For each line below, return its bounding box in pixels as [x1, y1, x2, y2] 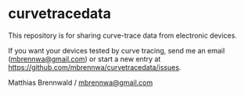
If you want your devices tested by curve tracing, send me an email [8, 46, 225, 55]
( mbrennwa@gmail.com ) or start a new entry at [8, 54, 161, 64]
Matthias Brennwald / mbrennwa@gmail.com [8, 78, 153, 87]
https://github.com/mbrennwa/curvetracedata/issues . [8, 62, 182, 71]
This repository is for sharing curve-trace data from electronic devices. [8, 31, 237, 40]
